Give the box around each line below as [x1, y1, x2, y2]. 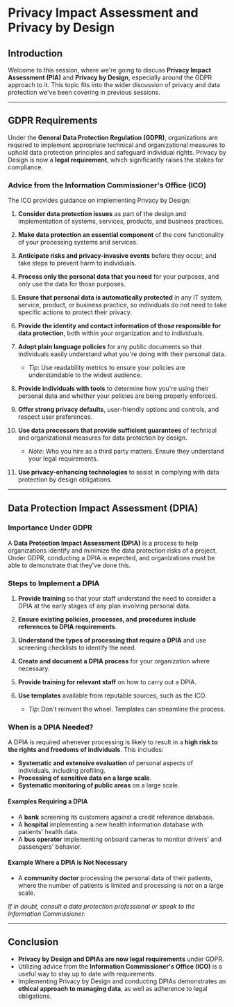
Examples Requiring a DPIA [8, 797, 88, 806]
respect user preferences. [17, 413, 93, 421]
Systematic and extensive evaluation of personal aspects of [17, 759, 194, 767]
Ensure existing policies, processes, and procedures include [17, 615, 197, 624]
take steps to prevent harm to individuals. [17, 259, 137, 268]
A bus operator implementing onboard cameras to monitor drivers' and [17, 835, 222, 843]
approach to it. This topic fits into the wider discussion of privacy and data [8, 81, 221, 89]
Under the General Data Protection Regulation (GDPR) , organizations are [8, 133, 218, 141]
